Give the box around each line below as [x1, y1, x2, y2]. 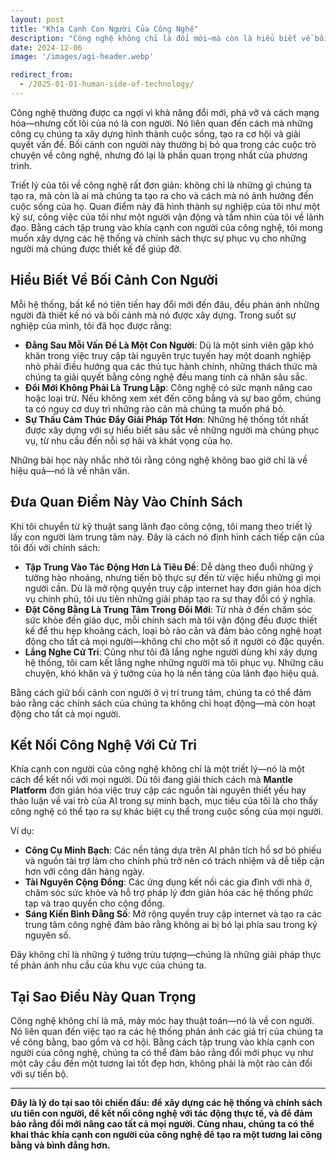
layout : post [10, 14, 65, 25]
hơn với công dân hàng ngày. [24, 866, 145, 878]
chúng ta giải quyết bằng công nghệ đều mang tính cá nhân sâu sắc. [24, 371, 308, 383]
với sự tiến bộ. [10, 1068, 69, 1080]
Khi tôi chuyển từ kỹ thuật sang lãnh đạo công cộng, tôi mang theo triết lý [10, 520, 313, 532]
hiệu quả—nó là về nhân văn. [10, 464, 130, 476]
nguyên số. [24, 929, 72, 941]
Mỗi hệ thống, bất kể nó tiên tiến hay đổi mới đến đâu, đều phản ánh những [10, 298, 320, 310]
